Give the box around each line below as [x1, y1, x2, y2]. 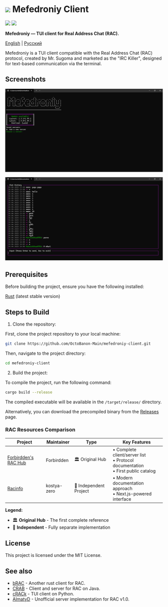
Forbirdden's [7, 454, 34, 461]
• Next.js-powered [112, 491, 152, 497]
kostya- [45, 483, 63, 489]
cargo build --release [5, 390, 52, 395]
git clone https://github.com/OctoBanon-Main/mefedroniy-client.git [5, 341, 151, 346]
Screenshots [5, 75, 46, 84]
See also [5, 567, 32, 575]
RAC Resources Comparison [5, 426, 76, 433]
